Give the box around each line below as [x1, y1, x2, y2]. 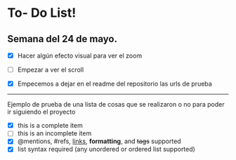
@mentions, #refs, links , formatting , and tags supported [17, 137, 181, 145]
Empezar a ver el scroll [17, 65, 84, 74]
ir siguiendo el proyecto [7, 107, 76, 116]
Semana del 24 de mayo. [7, 33, 118, 45]
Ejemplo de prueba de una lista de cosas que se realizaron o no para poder [7, 100, 225, 109]
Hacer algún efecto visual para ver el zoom [17, 51, 143, 60]
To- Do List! [7, 5, 77, 21]
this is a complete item [17, 121, 83, 130]
